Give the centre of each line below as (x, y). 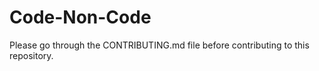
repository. (31, 55)
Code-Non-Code (80, 17)
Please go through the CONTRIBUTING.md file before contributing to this (159, 45)
